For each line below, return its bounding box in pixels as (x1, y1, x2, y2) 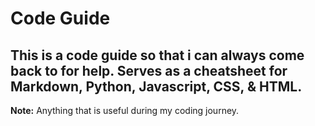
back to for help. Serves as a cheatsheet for (10, 62, 288, 79)
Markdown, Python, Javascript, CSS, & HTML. (10, 78, 303, 95)
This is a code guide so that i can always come (10, 47, 305, 64)
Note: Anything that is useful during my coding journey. (10, 105, 240, 116)
